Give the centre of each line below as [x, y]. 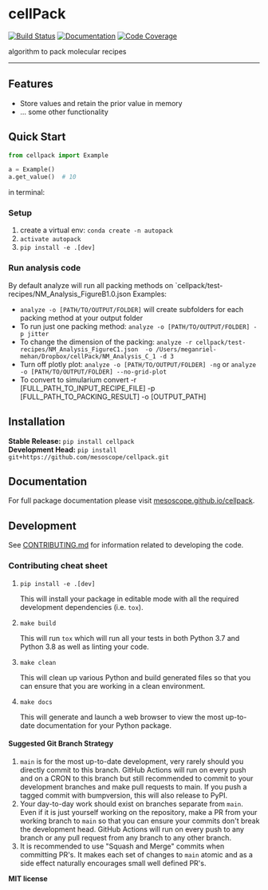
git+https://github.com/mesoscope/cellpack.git [89, 457]
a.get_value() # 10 [43, 177]
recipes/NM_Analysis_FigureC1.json [79, 349]
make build [38, 623]
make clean [38, 663]
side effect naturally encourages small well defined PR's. [113, 863]
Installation [37, 422]
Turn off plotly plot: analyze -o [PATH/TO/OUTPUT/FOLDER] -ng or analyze [138, 364]
